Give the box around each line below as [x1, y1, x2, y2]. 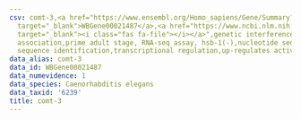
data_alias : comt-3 [9, 55, 82, 64]
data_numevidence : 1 [9, 72, 87, 81]
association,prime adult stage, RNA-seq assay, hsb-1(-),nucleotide [17, 38, 279, 47]
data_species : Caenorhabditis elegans [9, 80, 154, 89]
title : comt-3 [9, 96, 63, 106]
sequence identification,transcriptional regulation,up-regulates [17, 47, 271, 55]
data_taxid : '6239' [9, 88, 82, 97]
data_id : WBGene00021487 [9, 64, 102, 72]
